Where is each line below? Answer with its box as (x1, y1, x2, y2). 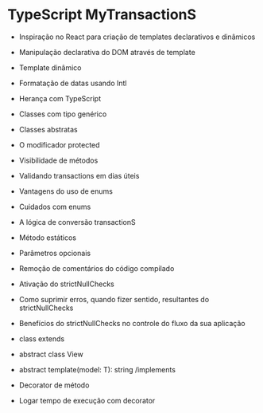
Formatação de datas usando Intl (18, 78, 128, 88)
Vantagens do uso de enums (18, 186, 113, 196)
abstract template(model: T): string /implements (18, 364, 176, 374)
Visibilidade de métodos (18, 155, 99, 165)
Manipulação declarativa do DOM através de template (18, 47, 195, 57)
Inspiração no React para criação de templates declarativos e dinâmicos (18, 32, 256, 41)
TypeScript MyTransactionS (7, 6, 196, 24)
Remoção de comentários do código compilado (18, 263, 175, 273)
